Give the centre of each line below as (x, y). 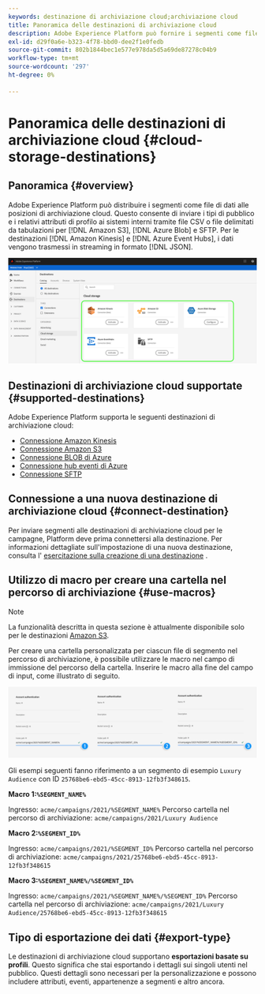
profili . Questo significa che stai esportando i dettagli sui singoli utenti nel (128, 965)
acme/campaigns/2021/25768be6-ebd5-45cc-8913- (141, 858)
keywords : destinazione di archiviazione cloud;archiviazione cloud (123, 17)
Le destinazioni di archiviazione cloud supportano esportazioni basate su (128, 957)
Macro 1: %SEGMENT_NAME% (47, 794)
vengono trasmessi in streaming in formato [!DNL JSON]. (101, 247)
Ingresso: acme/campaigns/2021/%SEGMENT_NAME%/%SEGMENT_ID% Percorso (123, 896)
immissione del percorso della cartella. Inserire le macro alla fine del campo (131, 667)
